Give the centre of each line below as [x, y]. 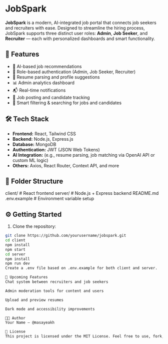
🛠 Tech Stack [27, 119]
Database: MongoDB [34, 144]
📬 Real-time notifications [39, 90]
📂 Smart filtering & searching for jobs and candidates [67, 103]
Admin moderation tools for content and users [54, 291]
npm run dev [17, 263]
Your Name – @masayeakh [30, 323]
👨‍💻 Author [15, 318]
